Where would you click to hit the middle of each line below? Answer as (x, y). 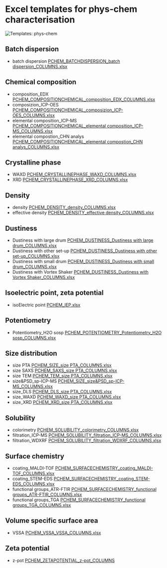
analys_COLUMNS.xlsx (36, 147)
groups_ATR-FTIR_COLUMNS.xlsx (47, 495)
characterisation (40, 20)
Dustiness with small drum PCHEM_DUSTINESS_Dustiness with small (83, 261)
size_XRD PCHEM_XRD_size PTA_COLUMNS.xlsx (62, 402)
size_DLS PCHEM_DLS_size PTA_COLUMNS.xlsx (62, 392)
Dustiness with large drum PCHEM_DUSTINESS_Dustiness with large (83, 240)
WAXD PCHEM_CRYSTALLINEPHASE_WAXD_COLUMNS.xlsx (74, 175)
